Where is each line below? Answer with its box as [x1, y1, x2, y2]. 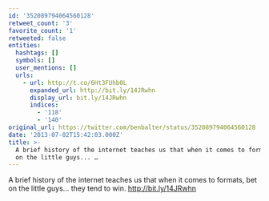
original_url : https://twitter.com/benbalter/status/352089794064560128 [8, 123, 256, 131]
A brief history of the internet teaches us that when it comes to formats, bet [8, 175, 258, 185]
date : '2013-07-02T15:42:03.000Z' [8, 131, 124, 139]
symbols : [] [15, 57, 56, 65]
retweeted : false [8, 34, 66, 42]
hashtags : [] [15, 49, 59, 57]
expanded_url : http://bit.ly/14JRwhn [29, 86, 156, 94]
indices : [29, 101, 59, 109]
